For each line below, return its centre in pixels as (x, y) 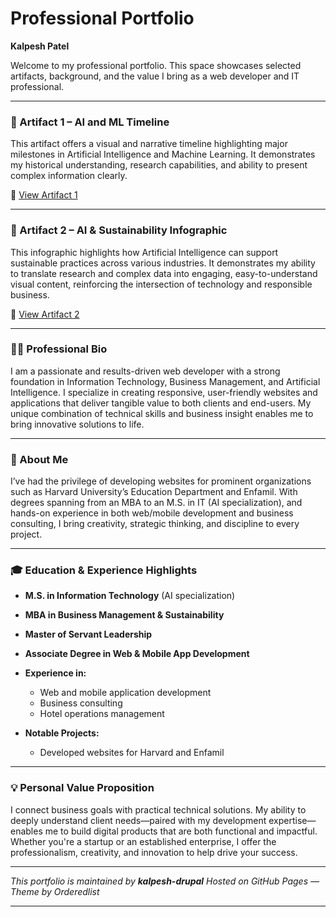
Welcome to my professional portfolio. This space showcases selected (156, 65)
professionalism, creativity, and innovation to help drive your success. (154, 852)
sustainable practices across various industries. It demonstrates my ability (163, 263)
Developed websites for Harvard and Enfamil (132, 753)
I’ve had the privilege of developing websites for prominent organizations (161, 481)
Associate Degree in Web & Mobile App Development (137, 654)
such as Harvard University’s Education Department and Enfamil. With (154, 492)
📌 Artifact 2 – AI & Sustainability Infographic (119, 230)
